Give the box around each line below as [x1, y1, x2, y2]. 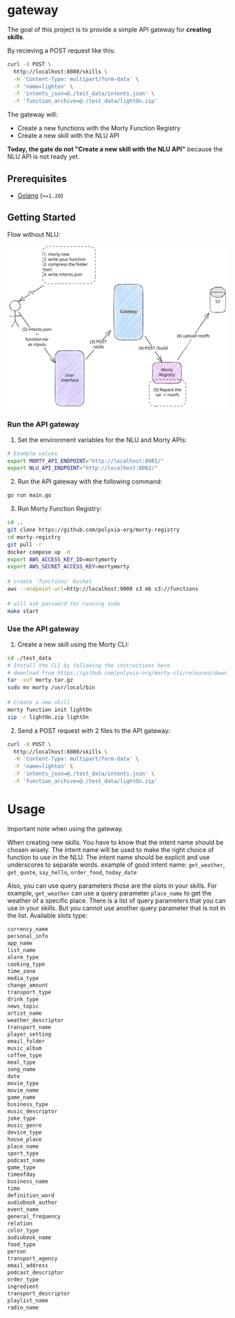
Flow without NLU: [7, 230, 61, 238]
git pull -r [7, 541, 42, 548]
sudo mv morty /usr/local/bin [7, 684, 96, 692]
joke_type [7, 1115, 36, 1122]
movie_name [7, 1087, 39, 1094]
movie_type [7, 1080, 39, 1087]
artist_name [7, 1010, 42, 1017]
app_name [7, 940, 33, 947]
